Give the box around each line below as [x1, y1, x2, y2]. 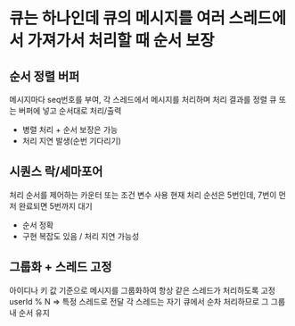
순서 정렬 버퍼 [9, 69, 80, 84]
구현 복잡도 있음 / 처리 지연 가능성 [21, 230, 140, 241]
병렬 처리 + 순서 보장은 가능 [21, 124, 119, 135]
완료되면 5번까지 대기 [18, 200, 93, 211]
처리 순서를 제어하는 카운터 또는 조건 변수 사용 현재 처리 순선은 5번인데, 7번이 [9, 189, 277, 200]
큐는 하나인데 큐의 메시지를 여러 [9, 8, 225, 29]
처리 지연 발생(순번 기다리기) [21, 136, 122, 146]
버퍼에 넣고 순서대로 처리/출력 [18, 105, 122, 116]
